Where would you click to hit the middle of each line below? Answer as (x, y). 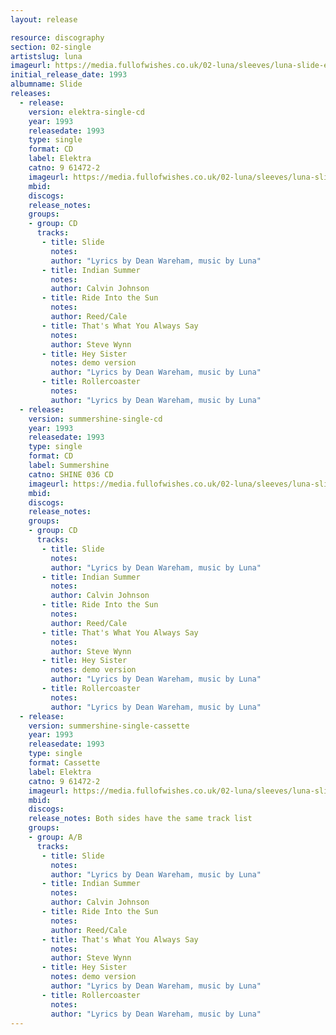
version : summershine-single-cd (95, 419)
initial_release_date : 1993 (69, 75)
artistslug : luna (46, 56)
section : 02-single (51, 47)
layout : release (44, 19)
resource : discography (57, 37)
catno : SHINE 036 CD (71, 474)
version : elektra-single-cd (86, 112)
